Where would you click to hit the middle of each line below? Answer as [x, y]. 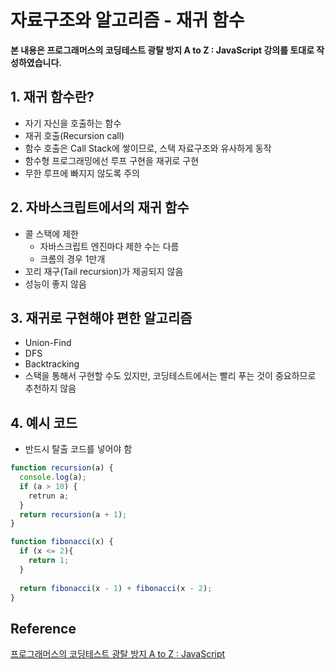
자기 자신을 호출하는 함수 [73, 123]
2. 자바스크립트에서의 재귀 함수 [100, 207]
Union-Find [48, 343]
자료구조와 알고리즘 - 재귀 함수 [127, 20]
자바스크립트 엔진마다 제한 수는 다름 [109, 246]
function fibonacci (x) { [62, 542]
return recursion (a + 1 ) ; [73, 514]
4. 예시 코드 [44, 422]
